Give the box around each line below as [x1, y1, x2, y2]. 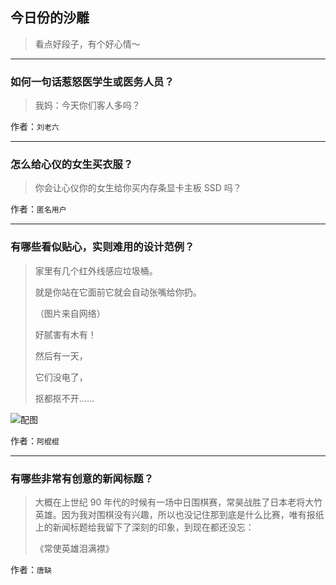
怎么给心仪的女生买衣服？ [10, 158, 134, 172]
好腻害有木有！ [34, 328, 97, 340]
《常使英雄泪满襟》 [34, 543, 115, 554]
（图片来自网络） [34, 307, 106, 319]
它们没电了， [34, 371, 88, 383]
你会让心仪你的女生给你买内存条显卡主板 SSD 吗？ [34, 182, 242, 194]
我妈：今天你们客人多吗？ [34, 99, 141, 112]
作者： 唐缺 [10, 564, 52, 575]
